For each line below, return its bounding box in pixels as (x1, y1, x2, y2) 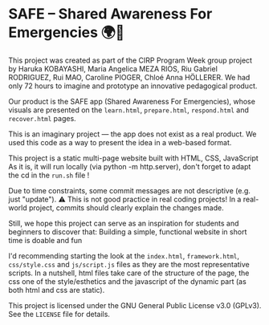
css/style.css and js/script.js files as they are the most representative (8, 259, 251, 269)
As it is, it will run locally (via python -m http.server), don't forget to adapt (8, 161, 251, 171)
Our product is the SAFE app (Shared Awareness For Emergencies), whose (8, 96, 255, 106)
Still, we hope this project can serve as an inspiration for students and (8, 218, 239, 228)
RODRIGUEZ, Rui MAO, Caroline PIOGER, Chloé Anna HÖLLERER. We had (8, 72, 251, 82)
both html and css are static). (8, 285, 105, 295)
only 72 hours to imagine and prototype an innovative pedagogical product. (8, 81, 258, 91)
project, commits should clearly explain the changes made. (28, 202, 224, 213)
